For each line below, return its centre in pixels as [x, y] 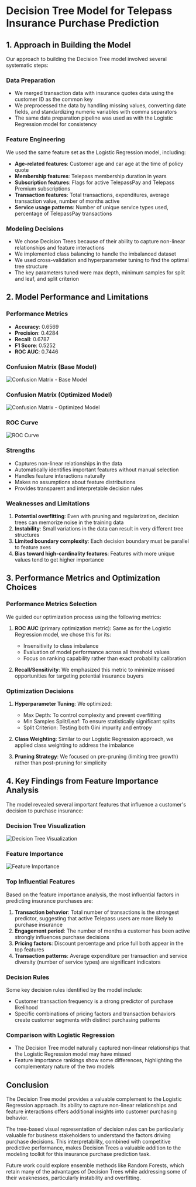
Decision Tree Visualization [46, 826]
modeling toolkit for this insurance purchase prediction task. [78, 1154]
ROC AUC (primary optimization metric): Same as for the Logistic [93, 628]
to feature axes [33, 547]
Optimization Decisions [40, 691]
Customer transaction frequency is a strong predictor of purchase [94, 1001]
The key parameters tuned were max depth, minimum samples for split [100, 272]
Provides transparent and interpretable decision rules [79, 488]
